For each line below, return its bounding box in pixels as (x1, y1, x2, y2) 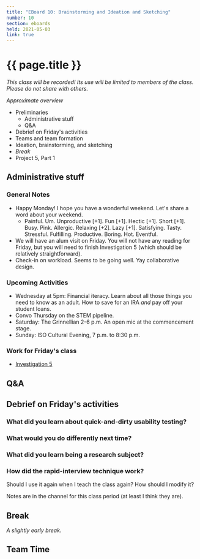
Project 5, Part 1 (15, 154, 55, 162)
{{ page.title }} (6, 58, 82, 72)
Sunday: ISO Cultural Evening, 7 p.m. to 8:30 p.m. (15, 332, 141, 339)
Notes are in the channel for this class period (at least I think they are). (6, 493, 183, 500)
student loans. (15, 305, 52, 313)
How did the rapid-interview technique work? (6, 466, 144, 475)
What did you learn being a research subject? (6, 450, 144, 458)
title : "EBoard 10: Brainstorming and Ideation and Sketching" (6, 9, 171, 15)
